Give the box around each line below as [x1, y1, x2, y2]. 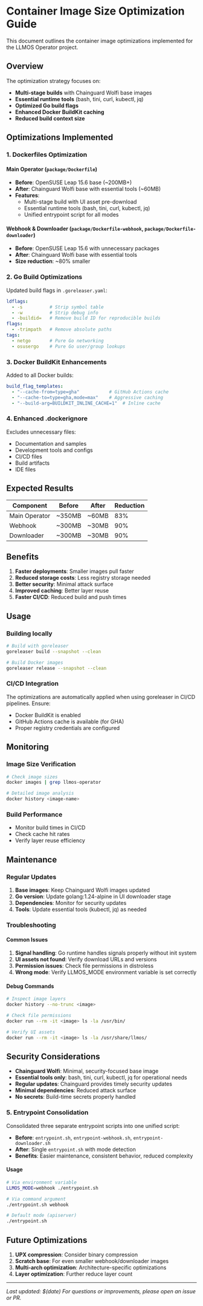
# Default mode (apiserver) [6, 1213, 77, 1219]
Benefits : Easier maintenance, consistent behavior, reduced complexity [14, 1152, 193, 1159]
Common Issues [6, 936, 48, 943]
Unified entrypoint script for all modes [24, 211, 119, 219]
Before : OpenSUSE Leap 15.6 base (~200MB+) [14, 179, 132, 186]
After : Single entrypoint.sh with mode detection [14, 1145, 136, 1153]
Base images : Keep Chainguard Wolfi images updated [14, 886, 150, 894]
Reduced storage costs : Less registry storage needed [14, 574, 151, 582]
